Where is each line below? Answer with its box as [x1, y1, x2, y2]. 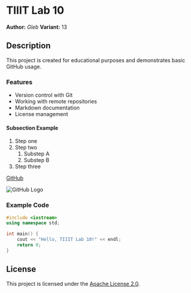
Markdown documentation [14, 104, 80, 111]
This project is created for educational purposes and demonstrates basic [6, 56, 186, 63]
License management [14, 111, 69, 118]
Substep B [23, 157, 50, 164]
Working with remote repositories [14, 98, 97, 105]
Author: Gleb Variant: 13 [6, 23, 67, 30]
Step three [14, 163, 41, 170]
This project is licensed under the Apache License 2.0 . [6, 280, 140, 287]
